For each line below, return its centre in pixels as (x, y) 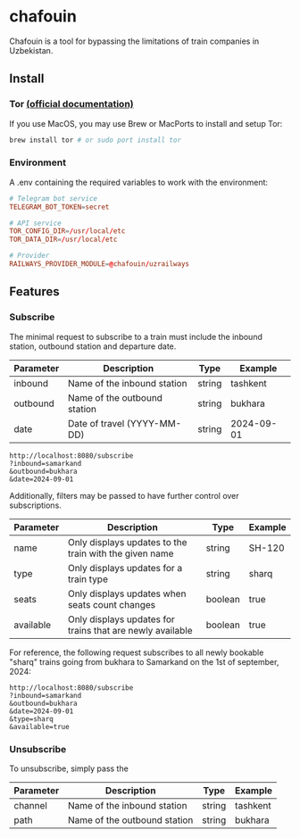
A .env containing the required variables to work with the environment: (139, 182)
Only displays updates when (127, 593)
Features (34, 292)
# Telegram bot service (54, 198)
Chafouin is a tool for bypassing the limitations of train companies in (134, 41)
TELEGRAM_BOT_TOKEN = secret (59, 207)
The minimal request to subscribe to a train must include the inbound (136, 336)
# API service (36, 223)
